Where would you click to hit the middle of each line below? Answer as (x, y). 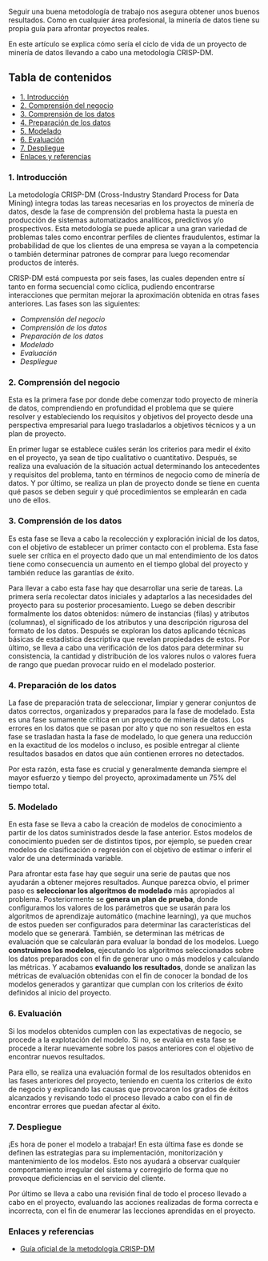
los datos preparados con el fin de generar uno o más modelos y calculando (134, 959)
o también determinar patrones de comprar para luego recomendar (119, 254)
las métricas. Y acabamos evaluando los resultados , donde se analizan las (132, 967)
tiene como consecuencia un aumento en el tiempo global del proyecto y (128, 564)
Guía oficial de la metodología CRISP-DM (87, 1249)
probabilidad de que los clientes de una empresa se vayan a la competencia (133, 246)
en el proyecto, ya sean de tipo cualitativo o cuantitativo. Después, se (123, 458)
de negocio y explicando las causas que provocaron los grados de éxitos (129, 1089)
